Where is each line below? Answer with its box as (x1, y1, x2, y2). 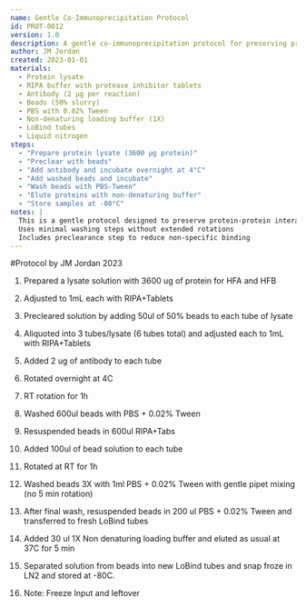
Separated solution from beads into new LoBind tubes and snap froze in (23, 561, 293, 572)
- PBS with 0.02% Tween (18, 106, 108, 115)
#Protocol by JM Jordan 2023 (10, 258, 123, 269)
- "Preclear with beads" (18, 156, 113, 166)
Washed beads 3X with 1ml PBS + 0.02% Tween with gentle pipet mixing (23, 479, 296, 490)
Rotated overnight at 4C (23, 373, 114, 384)
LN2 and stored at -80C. (23, 570, 115, 582)
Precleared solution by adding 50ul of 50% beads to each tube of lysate (23, 311, 293, 322)
